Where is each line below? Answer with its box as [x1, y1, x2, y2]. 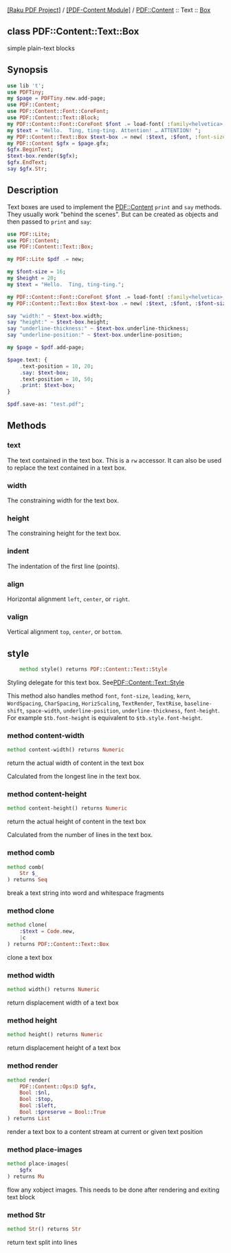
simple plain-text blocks [7, 44, 76, 52]
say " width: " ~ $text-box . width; [7, 313, 103, 319]
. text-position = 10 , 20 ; [19, 363, 94, 370]
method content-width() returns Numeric [7, 746, 125, 753]
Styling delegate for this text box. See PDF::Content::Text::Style [7, 678, 184, 686]
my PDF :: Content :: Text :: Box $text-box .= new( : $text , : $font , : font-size [7, 134, 226, 140]
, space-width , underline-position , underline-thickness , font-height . [22, 706, 220, 715]
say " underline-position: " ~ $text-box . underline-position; [7, 332, 184, 339]
